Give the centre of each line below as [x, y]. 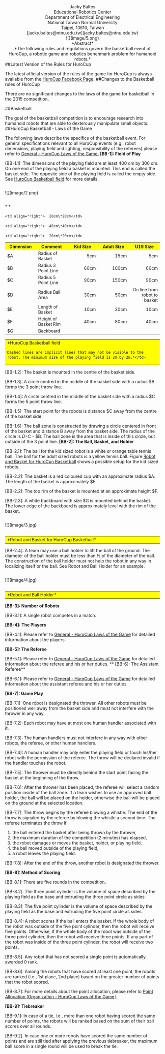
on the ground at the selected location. [44, 803]
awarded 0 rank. [22, 962]
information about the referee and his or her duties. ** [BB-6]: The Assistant [82, 664]
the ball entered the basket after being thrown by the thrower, [74, 832]
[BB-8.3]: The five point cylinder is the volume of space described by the [79, 906]
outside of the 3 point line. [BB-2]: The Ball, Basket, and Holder [69, 442]
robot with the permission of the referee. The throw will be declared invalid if [82, 758]
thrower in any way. [25, 713]
